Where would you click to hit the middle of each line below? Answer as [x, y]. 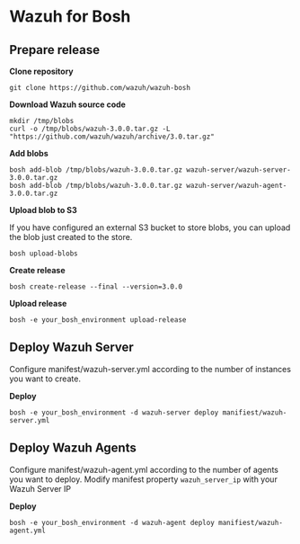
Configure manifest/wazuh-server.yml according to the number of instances [150, 369]
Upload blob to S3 [44, 210]
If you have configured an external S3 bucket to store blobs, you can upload [150, 227]
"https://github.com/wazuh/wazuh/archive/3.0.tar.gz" [112, 137]
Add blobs [29, 153]
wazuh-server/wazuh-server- [238, 170]
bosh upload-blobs [44, 254]
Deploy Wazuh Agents [73, 448]
